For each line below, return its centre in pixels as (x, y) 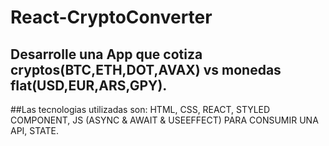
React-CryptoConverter (111, 17)
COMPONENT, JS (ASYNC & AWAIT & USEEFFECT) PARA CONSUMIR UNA (164, 120)
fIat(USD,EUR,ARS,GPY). (89, 85)
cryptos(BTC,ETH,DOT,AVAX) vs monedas (146, 69)
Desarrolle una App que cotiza (106, 54)
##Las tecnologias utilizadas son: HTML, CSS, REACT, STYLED (140, 109)
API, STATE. (35, 130)
